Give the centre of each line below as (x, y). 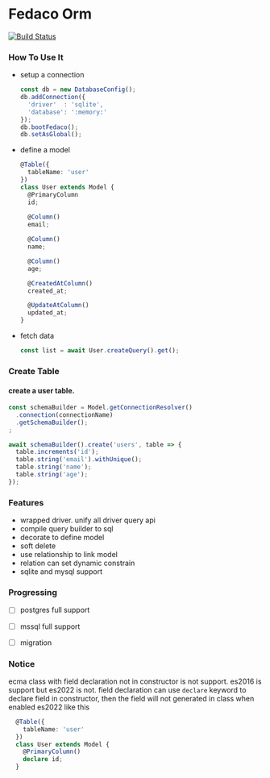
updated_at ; (48, 313)
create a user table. (42, 390)
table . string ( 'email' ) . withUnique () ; (79, 460)
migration (36, 643)
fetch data (37, 336)
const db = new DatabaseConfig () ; (78, 89)
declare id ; (43, 759)
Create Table (34, 371)
